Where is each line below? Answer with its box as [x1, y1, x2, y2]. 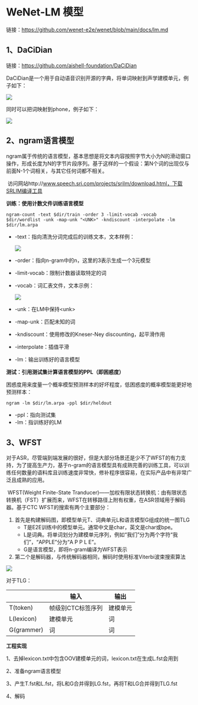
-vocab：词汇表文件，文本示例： [14, 282, 94, 289]
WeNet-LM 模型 [6, 5, 84, 19]
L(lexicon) [9, 615, 37, 623]
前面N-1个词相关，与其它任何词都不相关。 [6, 167, 108, 174]
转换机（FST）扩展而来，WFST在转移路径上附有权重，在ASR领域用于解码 [6, 496, 186, 503]
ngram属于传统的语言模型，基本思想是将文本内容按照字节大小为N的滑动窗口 [6, 152, 191, 160]
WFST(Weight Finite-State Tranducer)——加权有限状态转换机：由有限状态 [7, 489, 187, 496]
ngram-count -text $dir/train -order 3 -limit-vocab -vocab [6, 211, 157, 218]
